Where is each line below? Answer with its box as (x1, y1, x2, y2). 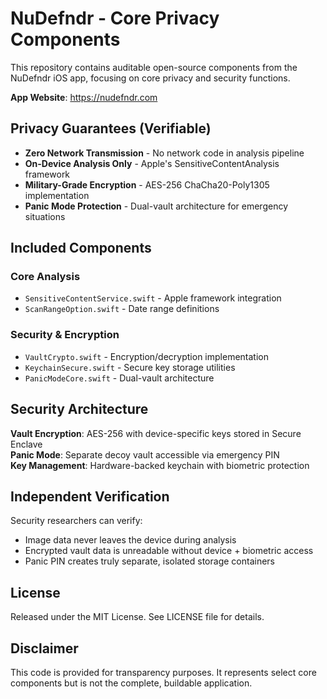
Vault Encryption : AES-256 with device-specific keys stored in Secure (10, 427, 302, 439)
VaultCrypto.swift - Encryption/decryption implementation (24, 350, 269, 362)
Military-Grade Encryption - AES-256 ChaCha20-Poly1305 (24, 178, 270, 191)
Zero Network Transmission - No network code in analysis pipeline (24, 147, 305, 159)
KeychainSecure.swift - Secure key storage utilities (24, 361, 236, 373)
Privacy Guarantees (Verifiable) (10, 120, 212, 137)
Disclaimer (10, 640, 79, 657)
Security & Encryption (10, 328, 120, 342)
